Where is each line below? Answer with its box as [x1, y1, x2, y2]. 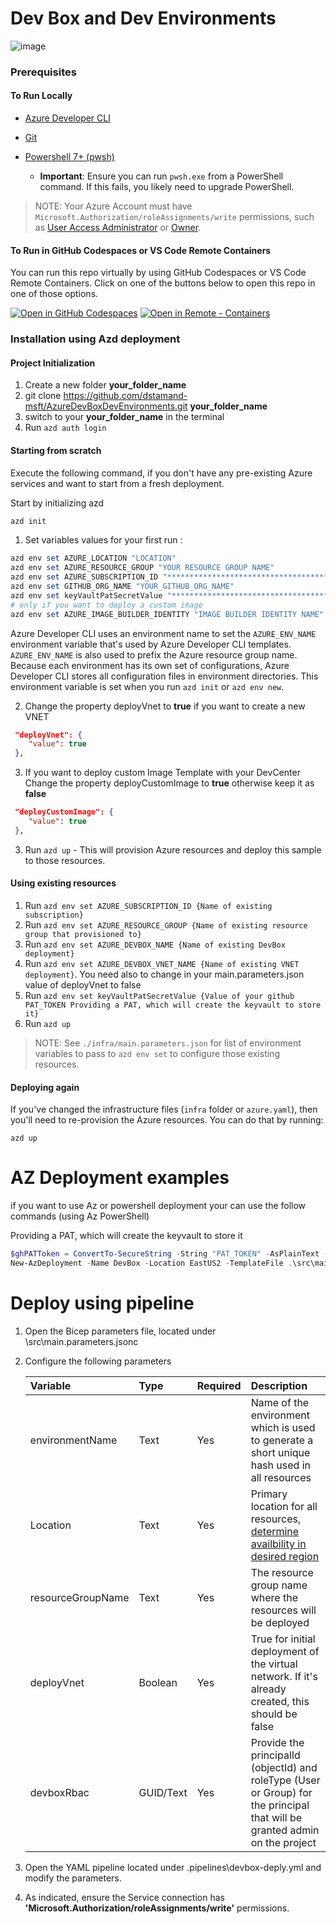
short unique [250, 1445, 311, 1459]
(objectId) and [250, 1760, 318, 1774]
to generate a [250, 1433, 314, 1447]
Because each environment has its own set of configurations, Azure [10, 659, 290, 671]
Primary [250, 1487, 288, 1501]
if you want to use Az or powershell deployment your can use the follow [10, 1200, 307, 1212]
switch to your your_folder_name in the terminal [24, 411, 225, 423]
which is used [250, 1420, 316, 1434]
